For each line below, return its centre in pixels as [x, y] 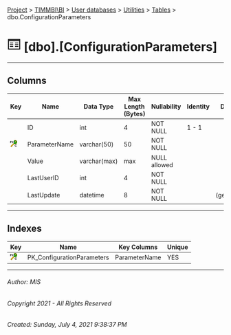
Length [134, 106]
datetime [92, 195]
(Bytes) [134, 114]
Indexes [25, 228]
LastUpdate [44, 195]
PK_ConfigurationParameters [68, 257]
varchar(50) [97, 144]
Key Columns [138, 247]
